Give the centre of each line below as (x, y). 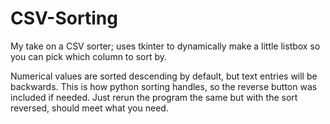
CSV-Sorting (64, 18)
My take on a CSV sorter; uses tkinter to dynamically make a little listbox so (165, 46)
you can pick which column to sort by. (89, 56)
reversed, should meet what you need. (89, 108)
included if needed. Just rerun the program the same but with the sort (154, 97)
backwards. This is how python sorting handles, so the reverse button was (164, 86)
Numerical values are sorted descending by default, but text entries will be (164, 76)
